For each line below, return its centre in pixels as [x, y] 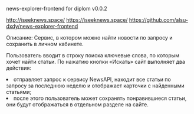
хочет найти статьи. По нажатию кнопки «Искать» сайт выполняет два [96, 62]
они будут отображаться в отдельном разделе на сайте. [77, 105]
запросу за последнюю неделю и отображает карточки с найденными [95, 86]
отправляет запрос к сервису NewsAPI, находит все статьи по [92, 79]
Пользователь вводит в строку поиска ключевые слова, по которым [93, 55]
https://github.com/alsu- [159, 20]
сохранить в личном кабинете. [45, 44]
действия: [19, 68]
